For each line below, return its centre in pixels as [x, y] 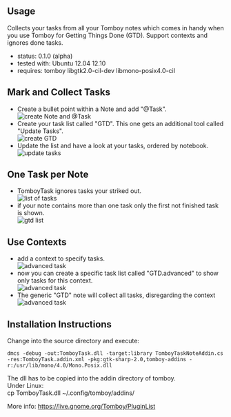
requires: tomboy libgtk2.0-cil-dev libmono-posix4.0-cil [96, 70]
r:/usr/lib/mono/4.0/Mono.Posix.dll [60, 366]
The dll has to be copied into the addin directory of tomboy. [91, 378]
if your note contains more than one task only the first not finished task [118, 205]
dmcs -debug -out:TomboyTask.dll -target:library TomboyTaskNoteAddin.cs [115, 354]
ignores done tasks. [35, 42]
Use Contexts [37, 242]
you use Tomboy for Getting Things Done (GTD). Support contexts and [108, 35]
